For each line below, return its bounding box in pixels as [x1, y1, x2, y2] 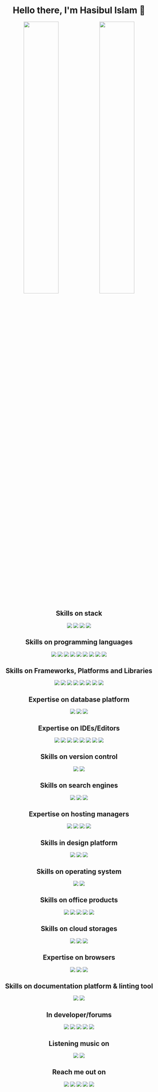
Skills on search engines [40, 781, 118, 790]
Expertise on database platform [28, 695, 130, 704]
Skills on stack [55, 609, 103, 618]
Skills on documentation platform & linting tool [5, 982, 153, 990]
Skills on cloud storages [40, 924, 118, 933]
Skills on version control [40, 753, 118, 761]
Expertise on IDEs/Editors [38, 724, 120, 732]
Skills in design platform [40, 838, 118, 847]
